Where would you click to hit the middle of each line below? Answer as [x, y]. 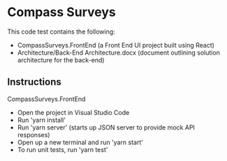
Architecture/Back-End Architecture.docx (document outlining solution [118, 52]
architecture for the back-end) [61, 59]
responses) [34, 134]
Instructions [34, 82]
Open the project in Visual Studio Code [73, 112]
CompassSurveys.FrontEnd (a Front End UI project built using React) [116, 45]
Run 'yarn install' [42, 120]
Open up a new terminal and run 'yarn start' [80, 142]
